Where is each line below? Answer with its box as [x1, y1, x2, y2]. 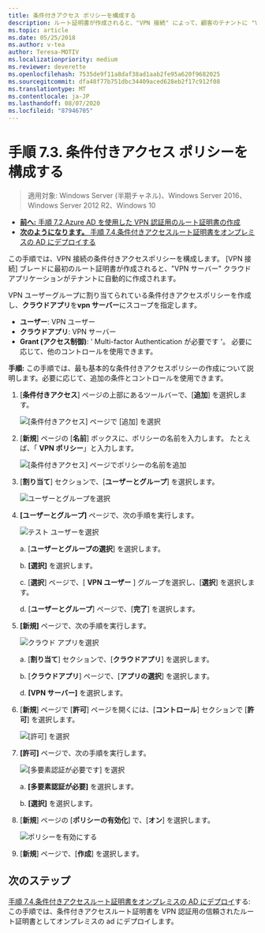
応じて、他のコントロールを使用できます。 [19, 347, 158, 356]
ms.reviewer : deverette [8, 63, 87, 71]
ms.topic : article [8, 26, 69, 34]
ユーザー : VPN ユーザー [19, 317, 96, 326]
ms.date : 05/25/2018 [8, 33, 77, 42]
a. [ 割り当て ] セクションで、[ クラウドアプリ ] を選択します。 [19, 654, 214, 664]
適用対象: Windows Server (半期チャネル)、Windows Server [27, 190, 222, 200]
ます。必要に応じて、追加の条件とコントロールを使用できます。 [21, 373, 228, 383]
